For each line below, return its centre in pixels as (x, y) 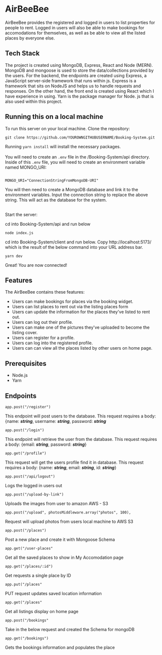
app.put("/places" (24, 584)
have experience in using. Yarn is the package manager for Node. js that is (80, 96)
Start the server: (21, 214)
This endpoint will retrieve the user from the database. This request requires (81, 439)
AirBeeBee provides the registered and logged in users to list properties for (80, 22)
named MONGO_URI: (26, 167)
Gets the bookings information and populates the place (60, 647)
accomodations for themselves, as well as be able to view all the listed (75, 33)
